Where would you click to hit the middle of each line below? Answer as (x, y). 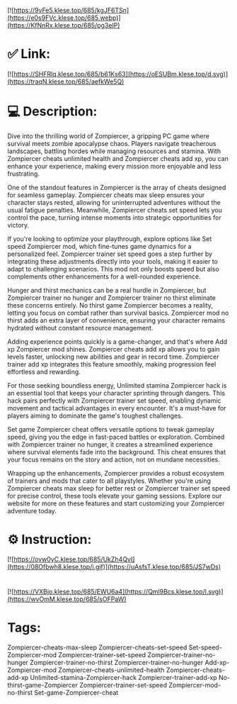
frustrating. (24, 174)
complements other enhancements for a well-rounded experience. (104, 276)
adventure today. (32, 510)
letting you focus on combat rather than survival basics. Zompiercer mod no (118, 313)
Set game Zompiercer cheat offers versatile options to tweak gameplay (111, 429)
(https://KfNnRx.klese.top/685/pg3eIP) (64, 25)
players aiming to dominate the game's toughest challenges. (95, 415)
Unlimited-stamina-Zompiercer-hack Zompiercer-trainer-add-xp (123, 677)
